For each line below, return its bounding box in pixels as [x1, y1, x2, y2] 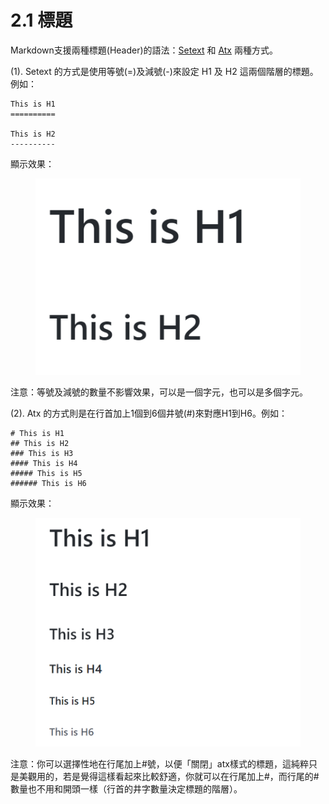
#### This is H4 [10, 459, 78, 469]
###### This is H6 [10, 479, 87, 489]
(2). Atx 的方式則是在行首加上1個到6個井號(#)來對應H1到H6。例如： [10, 407, 288, 420]
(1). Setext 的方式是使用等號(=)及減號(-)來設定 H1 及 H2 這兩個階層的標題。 [10, 65, 319, 77]
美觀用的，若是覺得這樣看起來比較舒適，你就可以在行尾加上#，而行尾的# [18, 771, 320, 783]
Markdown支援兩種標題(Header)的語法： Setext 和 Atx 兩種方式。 [10, 44, 278, 56]
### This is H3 [10, 449, 74, 459]
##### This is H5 [10, 469, 83, 479]
